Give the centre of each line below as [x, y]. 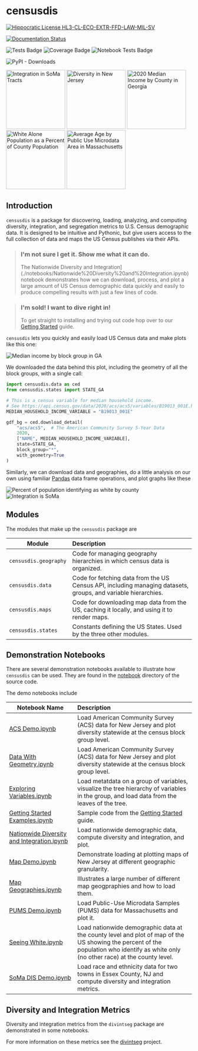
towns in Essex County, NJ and [121, 974]
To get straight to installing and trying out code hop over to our [97, 320]
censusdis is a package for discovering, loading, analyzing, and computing [96, 220]
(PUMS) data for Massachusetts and [128, 910]
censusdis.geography [38, 561]
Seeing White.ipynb [36, 942]
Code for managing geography [115, 553]
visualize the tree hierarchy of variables [132, 789]
